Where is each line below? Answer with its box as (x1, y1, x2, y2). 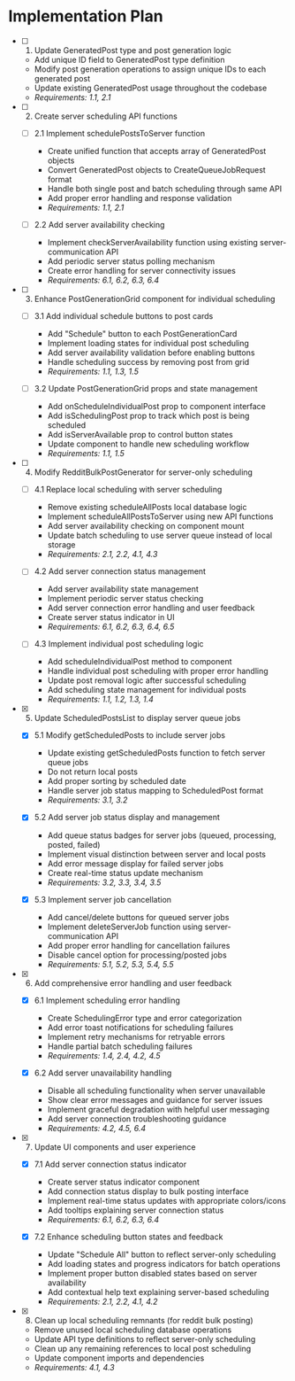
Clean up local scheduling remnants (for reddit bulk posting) (34, 1315, 253, 1325)
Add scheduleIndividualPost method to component (47, 656, 232, 667)
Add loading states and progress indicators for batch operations (47, 1258, 281, 1269)
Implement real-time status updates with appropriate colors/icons (47, 1195, 286, 1206)
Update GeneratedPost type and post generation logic (34, 44, 231, 55)
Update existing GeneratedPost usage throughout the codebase (34, 82, 268, 93)
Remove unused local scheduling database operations (34, 1324, 232, 1335)
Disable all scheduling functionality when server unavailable (47, 1085, 266, 1096)
